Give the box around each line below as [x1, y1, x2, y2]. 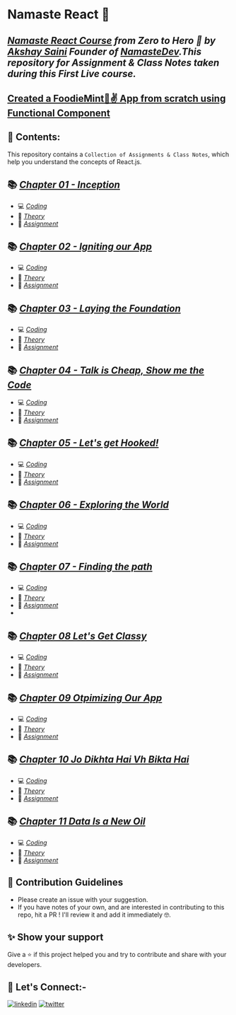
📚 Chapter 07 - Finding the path [7, 561, 153, 573]
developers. [7, 961, 42, 969]
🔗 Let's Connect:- [7, 981, 87, 993]
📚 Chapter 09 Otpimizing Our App [7, 692, 163, 704]
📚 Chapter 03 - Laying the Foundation [7, 302, 182, 314]
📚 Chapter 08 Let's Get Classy [7, 630, 147, 642]
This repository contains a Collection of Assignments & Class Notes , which [7, 150, 230, 158]
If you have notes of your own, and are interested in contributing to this [17, 903, 225, 911]
